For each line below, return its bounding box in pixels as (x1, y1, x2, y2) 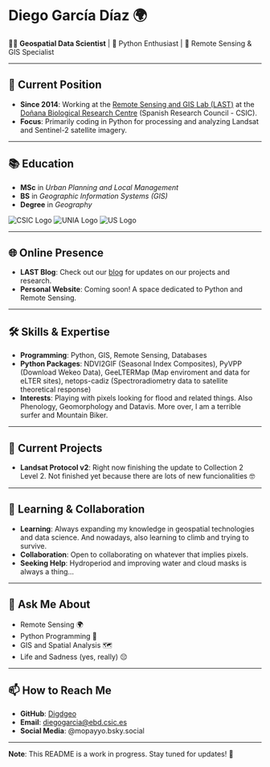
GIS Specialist (8, 47, 55, 56)
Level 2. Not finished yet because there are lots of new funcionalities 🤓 (19, 471, 256, 480)
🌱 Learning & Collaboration (8, 503, 145, 516)
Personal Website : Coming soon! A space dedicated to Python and (19, 284, 243, 294)
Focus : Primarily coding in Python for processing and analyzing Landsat (19, 116, 259, 126)
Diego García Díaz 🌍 (8, 6, 147, 25)
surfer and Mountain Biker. (19, 410, 108, 420)
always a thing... (19, 566, 75, 576)
